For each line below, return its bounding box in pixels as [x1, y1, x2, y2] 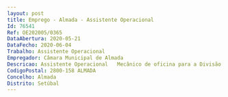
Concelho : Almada [7, 73, 57, 81]
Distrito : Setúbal [7, 80, 59, 87]
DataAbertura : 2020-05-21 [7, 36, 81, 42]
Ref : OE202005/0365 [7, 29, 63, 36]
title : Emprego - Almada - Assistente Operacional [7, 16, 154, 23]
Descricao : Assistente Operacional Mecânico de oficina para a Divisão [7, 61, 222, 68]
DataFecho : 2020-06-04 [7, 42, 72, 48]
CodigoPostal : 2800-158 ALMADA [7, 67, 96, 74]
